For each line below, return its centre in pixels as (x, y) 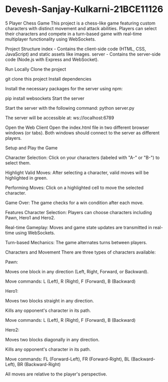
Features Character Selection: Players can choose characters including (78, 212)
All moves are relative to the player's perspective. (56, 374)
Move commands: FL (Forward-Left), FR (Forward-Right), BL (68, 359)
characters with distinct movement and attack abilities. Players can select (81, 28)
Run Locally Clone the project (36, 69)
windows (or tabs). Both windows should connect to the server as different (82, 133)
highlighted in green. (27, 178)
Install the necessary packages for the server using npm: (64, 88)
